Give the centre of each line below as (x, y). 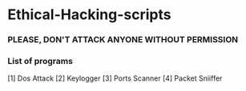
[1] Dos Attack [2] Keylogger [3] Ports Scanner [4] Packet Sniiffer (115, 78)
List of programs (40, 61)
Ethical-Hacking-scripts (89, 15)
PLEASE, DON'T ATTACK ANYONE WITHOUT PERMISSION (123, 40)
